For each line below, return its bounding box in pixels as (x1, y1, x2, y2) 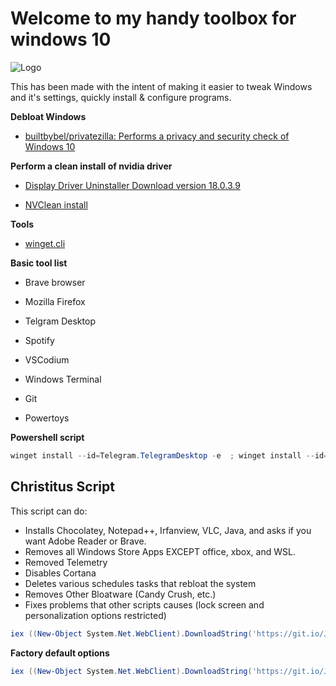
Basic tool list (10, 257, 68, 269)
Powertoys (24, 412, 70, 424)
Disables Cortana (24, 567, 97, 579)
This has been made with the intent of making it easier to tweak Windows (10, 80, 313, 92)
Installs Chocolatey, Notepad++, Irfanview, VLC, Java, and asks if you (24, 524, 312, 536)
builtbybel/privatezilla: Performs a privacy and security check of (24, 130, 290, 142)
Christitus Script (10, 478, 115, 496)
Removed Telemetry (24, 556, 108, 568)
